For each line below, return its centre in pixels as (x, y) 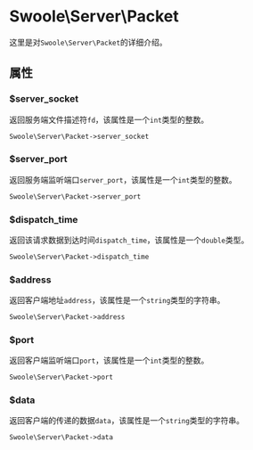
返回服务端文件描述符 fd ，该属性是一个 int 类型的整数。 (109, 119)
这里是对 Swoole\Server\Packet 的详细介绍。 (88, 42)
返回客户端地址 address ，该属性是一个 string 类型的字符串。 (117, 300)
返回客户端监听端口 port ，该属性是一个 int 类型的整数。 (109, 360)
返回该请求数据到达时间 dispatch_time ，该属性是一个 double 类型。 (129, 240)
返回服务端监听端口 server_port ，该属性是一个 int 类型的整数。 (123, 179)
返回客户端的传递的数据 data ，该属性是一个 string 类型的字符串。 (127, 421)
